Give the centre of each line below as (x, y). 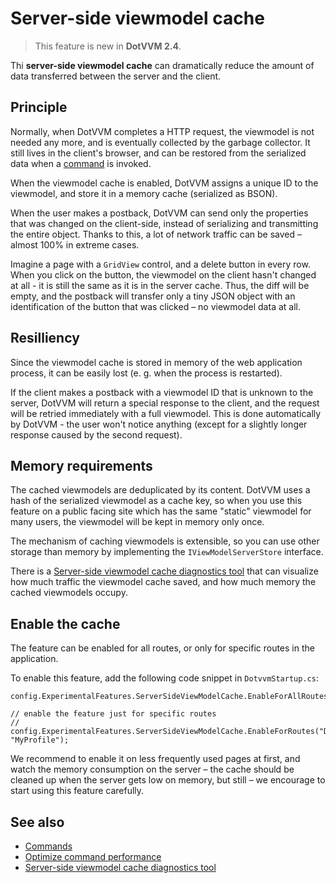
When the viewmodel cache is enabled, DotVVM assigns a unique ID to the (164, 183)
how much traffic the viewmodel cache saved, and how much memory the (163, 582)
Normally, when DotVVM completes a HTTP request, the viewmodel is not (162, 131)
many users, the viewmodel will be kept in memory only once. (137, 522)
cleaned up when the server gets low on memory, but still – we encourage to (168, 780)
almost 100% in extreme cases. (75, 244)
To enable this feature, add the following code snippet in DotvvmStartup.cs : (164, 678)
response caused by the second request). (96, 434)
